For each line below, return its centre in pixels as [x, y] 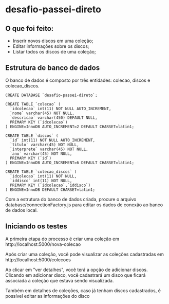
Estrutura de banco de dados [53, 68]
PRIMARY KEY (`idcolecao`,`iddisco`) [50, 185]
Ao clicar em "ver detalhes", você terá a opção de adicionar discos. [77, 270]
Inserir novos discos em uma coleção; [53, 41]
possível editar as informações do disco [48, 296]
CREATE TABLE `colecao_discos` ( [41, 172]
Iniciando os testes [36, 227]
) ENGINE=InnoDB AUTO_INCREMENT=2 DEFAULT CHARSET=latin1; [70, 127]
